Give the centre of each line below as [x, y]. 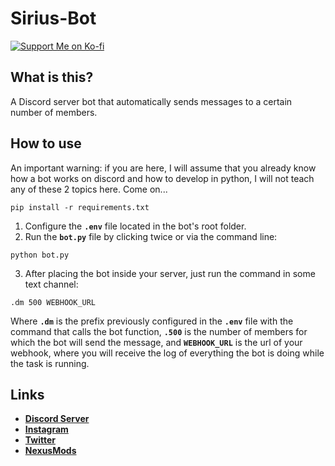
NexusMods [50, 451]
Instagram [46, 429]
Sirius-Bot [53, 18]
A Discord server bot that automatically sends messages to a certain [151, 101]
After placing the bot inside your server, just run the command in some [170, 273]
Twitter [40, 440]
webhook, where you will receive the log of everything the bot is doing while [167, 353]
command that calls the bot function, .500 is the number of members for [159, 331]
